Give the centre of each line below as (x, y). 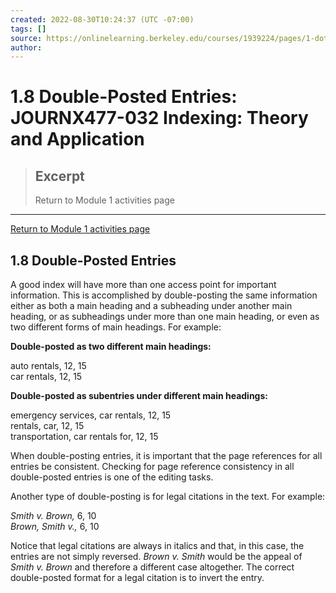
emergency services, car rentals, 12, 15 (91, 415)
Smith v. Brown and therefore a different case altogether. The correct (152, 567)
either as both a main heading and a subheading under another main (151, 306)
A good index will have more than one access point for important (143, 285)
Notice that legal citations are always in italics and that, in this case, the (157, 546)
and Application (77, 139)
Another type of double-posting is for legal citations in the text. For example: (168, 497)
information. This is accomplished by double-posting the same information (164, 295)
